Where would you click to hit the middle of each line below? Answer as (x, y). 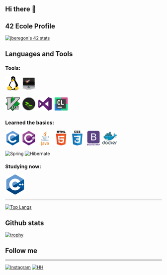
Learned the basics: (30, 123)
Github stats (25, 223)
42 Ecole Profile (30, 26)
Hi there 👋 (21, 9)
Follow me (21, 250)
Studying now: (23, 166)
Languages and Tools (39, 54)
